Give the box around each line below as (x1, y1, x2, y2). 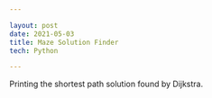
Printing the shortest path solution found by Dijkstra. (9, 78, 204, 90)
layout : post (9, 21, 59, 30)
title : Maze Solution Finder (9, 38, 119, 47)
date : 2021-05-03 (9, 29, 75, 39)
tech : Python (9, 46, 59, 55)
